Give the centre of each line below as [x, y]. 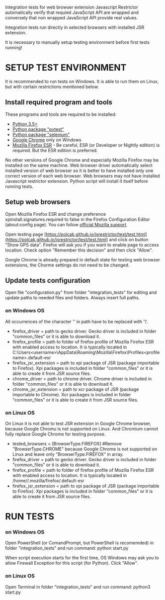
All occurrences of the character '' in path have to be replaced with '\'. [77, 321]
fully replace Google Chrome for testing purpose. [55, 434]
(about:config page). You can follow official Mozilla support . [66, 224]
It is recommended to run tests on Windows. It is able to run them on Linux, [82, 81]
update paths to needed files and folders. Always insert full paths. [73, 298]
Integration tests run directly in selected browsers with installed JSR [75, 27]
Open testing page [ [26, 234]
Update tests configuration [48, 280]
